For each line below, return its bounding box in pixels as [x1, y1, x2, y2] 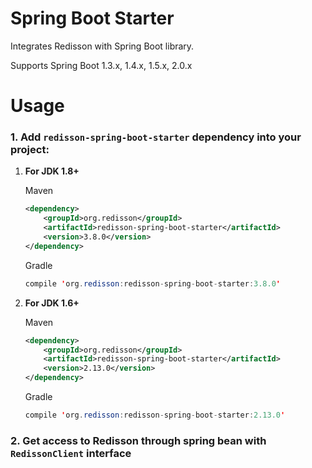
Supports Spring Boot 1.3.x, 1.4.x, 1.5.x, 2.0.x [10, 59, 193, 71]
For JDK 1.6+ [24, 297, 80, 309]
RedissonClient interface [10, 446, 132, 460]
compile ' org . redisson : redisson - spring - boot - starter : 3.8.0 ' [24, 278, 282, 289]
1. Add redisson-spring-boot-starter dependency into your [10, 130, 302, 144]
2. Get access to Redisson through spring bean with [10, 433, 267, 447]
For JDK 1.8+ [24, 165, 80, 177]
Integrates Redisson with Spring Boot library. [10, 40, 195, 52]
